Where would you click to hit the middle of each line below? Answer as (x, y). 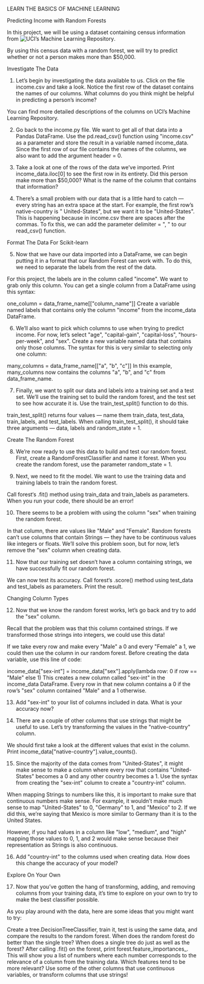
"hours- (188, 334)
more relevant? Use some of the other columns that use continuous (91, 968)
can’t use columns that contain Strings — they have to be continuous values (102, 537)
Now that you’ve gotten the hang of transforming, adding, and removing (105, 887)
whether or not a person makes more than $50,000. (71, 57)
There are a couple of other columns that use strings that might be (98, 721)
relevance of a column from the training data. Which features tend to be (96, 962)
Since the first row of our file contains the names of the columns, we (101, 149)
